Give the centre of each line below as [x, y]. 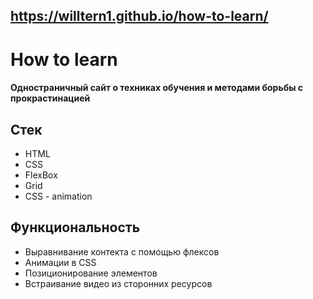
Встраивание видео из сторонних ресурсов [118, 283]
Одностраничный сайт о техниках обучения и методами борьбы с [157, 88]
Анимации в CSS [60, 262]
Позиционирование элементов [91, 273]
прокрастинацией [50, 98]
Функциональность [75, 227]
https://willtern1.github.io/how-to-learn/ [139, 16]
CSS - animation [58, 196]
